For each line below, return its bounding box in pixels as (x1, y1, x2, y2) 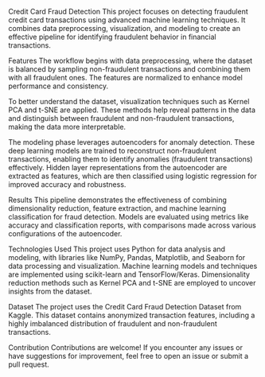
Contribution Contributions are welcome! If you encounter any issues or (8, 343, 243, 352)
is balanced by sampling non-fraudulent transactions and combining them (8, 64, 251, 74)
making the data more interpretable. (8, 122, 126, 131)
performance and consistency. (8, 81, 109, 91)
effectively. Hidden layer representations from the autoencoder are (8, 163, 228, 172)
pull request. (8, 360, 49, 369)
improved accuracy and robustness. (8, 180, 127, 189)
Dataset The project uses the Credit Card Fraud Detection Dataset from (8, 302, 242, 311)
